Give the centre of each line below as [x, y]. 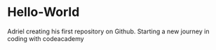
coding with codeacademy [46, 38]
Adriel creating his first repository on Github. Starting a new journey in [108, 31]
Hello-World [43, 12]
